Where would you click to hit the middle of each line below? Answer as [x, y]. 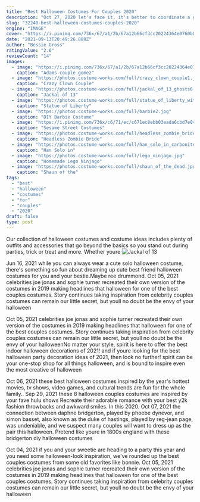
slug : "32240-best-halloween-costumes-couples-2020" [73, 23]
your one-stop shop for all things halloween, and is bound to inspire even [96, 363]
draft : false [22, 217]
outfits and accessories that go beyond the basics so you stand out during [97, 245]
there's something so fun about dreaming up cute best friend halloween [94, 269]
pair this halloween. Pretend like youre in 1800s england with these [88, 432]
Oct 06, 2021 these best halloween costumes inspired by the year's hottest [98, 381]
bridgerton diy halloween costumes [50, 438]
